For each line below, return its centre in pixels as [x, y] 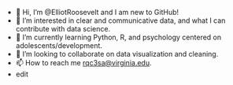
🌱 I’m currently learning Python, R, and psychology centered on [118, 37]
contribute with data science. [63, 29]
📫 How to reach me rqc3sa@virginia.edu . [83, 63]
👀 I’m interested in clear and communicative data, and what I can [120, 20]
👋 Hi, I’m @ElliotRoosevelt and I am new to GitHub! [97, 12]
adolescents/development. [59, 46]
